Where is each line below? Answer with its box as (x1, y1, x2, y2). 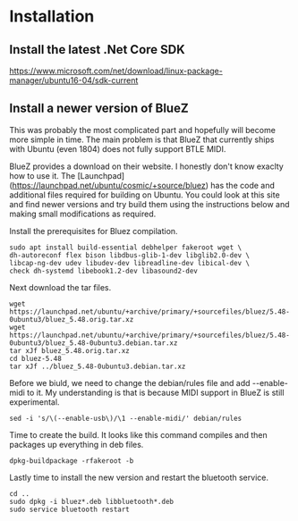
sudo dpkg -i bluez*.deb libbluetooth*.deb (9, 497, 175, 506)
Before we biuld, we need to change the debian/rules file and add (9, 377, 251, 388)
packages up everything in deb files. (9, 439, 144, 450)
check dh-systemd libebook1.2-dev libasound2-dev (9, 266, 199, 275)
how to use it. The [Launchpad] (9, 170, 125, 181)
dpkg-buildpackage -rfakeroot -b (9, 456, 134, 466)
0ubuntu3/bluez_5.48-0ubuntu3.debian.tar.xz (9, 338, 178, 348)
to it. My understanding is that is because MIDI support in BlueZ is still (26, 387, 285, 398)
